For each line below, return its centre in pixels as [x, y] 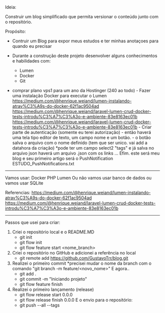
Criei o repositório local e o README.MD [53, 232]
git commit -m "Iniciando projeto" [53, 279]
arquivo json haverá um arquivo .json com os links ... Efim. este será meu [86, 153]
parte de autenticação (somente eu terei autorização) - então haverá [82, 132]
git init [26, 237]
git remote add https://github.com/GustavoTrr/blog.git [74, 258]
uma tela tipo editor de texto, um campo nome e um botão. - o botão [82, 138]
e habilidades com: [31, 61]
